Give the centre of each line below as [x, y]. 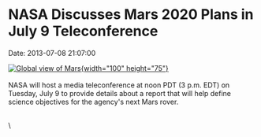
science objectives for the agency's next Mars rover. [93, 102]
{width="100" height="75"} [125, 68]
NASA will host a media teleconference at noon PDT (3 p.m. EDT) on [119, 85]
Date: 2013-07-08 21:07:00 [52, 53]
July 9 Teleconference [83, 31]
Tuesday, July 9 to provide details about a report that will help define [119, 93]
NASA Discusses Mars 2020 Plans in [131, 15]
